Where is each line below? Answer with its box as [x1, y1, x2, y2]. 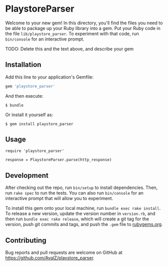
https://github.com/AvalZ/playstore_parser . [5, 255, 95, 261]
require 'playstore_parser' [5, 148, 65, 154]
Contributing [5, 236, 47, 245]
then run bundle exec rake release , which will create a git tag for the [5, 216, 149, 222]
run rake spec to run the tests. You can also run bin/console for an [5, 190, 144, 196]
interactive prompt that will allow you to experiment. [5, 196, 113, 202]
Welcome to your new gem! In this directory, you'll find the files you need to [5, 20, 163, 26]
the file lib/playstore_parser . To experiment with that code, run [5, 30, 139, 36]
